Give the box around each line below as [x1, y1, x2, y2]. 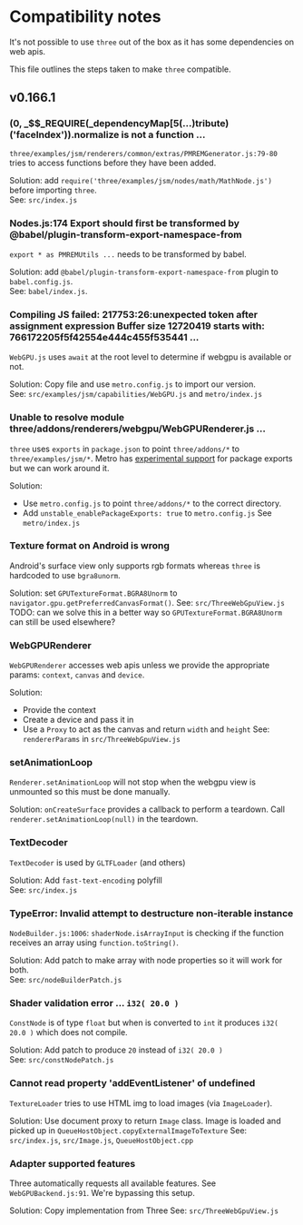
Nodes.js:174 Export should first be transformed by [9, 216, 240, 229]
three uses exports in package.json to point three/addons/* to [9, 443, 240, 454]
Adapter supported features [9, 1157, 136, 1170]
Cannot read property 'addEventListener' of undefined [9, 1077, 256, 1090]
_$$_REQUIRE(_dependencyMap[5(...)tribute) [24, 117, 230, 130]
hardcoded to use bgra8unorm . [9, 569, 121, 580]
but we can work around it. [9, 462, 110, 473]
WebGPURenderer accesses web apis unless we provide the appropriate [9, 660, 270, 671]
